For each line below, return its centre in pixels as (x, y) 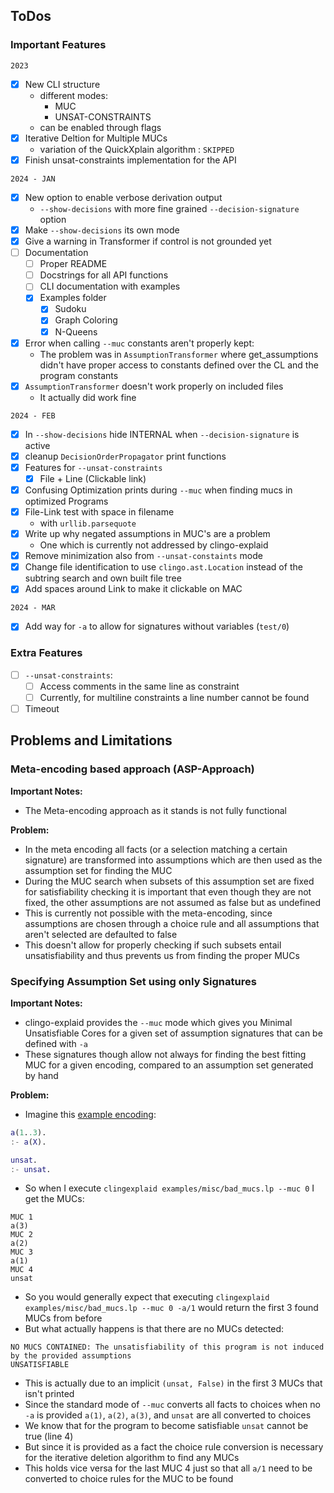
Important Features (58, 45)
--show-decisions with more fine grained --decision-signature (169, 208)
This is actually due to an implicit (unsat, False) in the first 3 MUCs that (173, 1383)
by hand (41, 1075)
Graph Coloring (86, 320)
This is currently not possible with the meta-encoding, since (148, 913)
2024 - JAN (33, 179)
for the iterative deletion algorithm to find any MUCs (132, 1458)
